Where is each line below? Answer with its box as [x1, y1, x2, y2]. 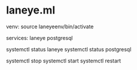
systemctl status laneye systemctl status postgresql [6, 45, 132, 53]
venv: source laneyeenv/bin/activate [6, 23, 94, 30]
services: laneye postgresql [6, 34, 73, 41]
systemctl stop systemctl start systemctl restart [6, 57, 122, 64]
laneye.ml [6, 4, 55, 17]
